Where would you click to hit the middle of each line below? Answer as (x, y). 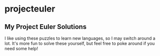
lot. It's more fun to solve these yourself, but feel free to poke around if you (80, 43)
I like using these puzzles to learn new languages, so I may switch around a (80, 38)
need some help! (21, 49)
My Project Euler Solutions (46, 27)
